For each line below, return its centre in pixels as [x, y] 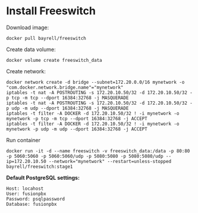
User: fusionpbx [26, 194]
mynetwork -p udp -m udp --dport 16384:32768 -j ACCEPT [77, 129]
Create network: [26, 71]
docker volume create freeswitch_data [54, 60]
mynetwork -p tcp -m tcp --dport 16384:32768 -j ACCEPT [77, 118]
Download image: [28, 27]
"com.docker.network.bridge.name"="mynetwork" [65, 87]
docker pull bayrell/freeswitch [46, 38]
